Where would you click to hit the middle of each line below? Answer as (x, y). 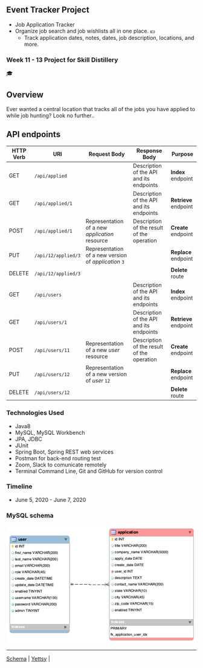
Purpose (182, 154)
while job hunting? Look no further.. (50, 115)
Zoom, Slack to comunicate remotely (61, 464)
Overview (25, 95)
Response (149, 151)
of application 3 (105, 262)
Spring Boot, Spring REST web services (64, 452)
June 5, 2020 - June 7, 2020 (50, 499)
